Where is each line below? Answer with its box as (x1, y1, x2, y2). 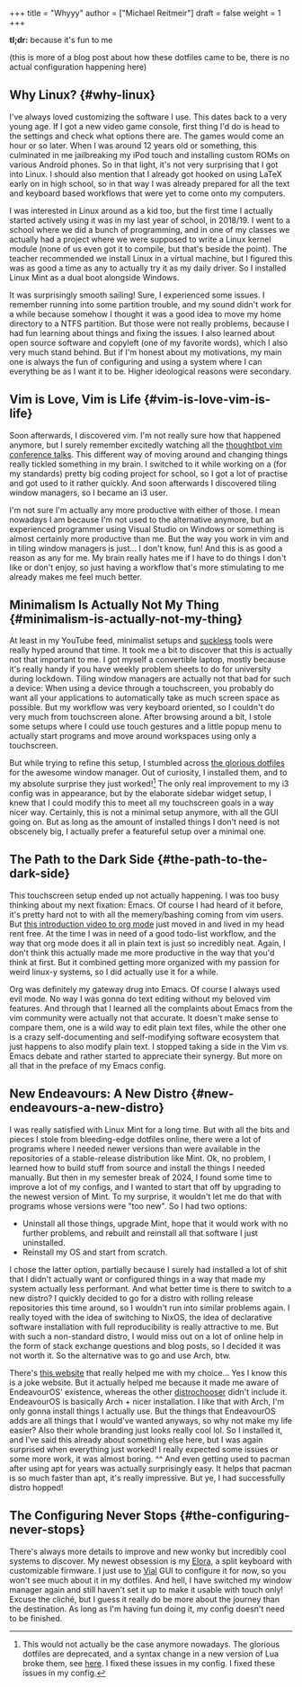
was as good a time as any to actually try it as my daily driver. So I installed (9, 262, 287, 273)
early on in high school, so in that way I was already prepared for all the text (9, 178, 290, 189)
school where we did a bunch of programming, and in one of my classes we (9, 224, 290, 235)
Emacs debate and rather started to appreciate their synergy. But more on (9, 1051, 283, 1061)
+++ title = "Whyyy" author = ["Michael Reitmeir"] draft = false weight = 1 (9, 8, 281, 18)
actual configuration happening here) (9, 62, 147, 72)
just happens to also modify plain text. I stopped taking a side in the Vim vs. (9, 1041, 289, 1052)
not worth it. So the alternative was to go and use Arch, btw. (9, 1350, 232, 1361)
